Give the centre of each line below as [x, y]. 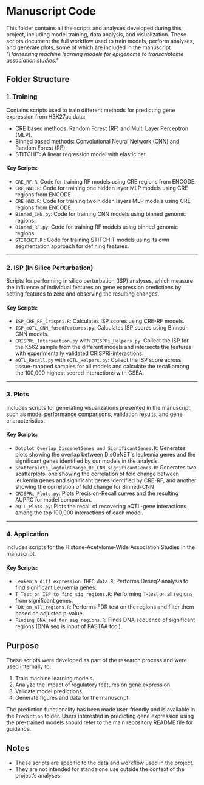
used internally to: [29, 666]
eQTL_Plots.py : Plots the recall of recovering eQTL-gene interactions [101, 506]
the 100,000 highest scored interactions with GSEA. [80, 373]
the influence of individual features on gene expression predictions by [94, 288]
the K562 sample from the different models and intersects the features [103, 347]
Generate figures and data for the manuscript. [73, 698]
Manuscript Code [51, 11]
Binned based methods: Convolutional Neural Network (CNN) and [97, 141]
